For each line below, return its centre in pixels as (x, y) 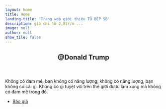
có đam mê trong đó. (27, 92)
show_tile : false (23, 38)
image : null (17, 28)
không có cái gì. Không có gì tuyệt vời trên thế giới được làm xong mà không (83, 87)
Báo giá (20, 102)
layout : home (19, 10)
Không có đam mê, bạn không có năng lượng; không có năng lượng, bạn (79, 81)
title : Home (17, 14)
